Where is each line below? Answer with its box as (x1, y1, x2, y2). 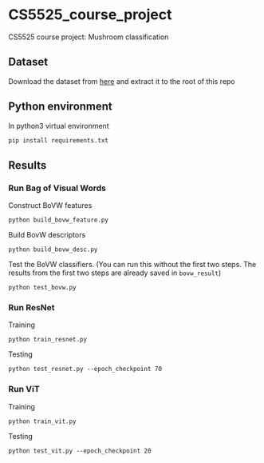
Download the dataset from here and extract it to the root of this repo (8, 76, 235, 86)
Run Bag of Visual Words (8, 182, 106, 194)
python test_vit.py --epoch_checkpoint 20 (8, 446, 152, 455)
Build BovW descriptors (8, 230, 86, 240)
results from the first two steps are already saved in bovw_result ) (8, 268, 222, 277)
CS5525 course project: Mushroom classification (8, 32, 169, 42)
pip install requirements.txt (8, 136, 109, 145)
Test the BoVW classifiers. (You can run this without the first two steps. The (8, 260, 257, 269)
